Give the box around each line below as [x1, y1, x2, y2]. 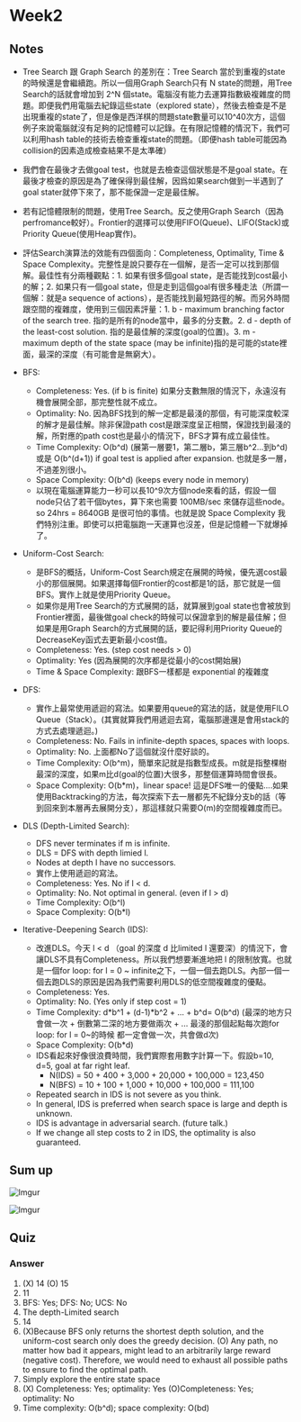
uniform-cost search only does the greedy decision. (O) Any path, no [22, 1335, 279, 1346]
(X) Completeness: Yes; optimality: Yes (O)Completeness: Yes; [22, 1383, 254, 1394]
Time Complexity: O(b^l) [35, 897, 126, 908]
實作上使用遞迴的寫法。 [35, 868, 123, 878]
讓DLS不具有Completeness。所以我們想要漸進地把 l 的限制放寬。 [35, 954, 277, 965]
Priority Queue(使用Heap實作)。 [22, 229, 142, 239]
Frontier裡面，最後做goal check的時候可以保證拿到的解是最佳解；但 [35, 611, 287, 622]
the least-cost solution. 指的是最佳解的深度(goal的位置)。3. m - [22, 326, 256, 337]
